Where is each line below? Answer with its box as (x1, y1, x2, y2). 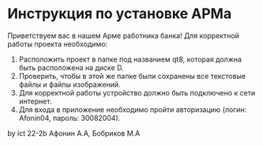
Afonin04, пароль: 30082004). (18, 113, 121, 122)
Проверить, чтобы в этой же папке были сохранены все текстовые (18, 71, 246, 80)
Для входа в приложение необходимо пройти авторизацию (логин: (18, 104, 247, 114)
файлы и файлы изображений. (18, 80, 121, 89)
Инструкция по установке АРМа (7, 5, 232, 23)
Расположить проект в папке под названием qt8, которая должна (18, 54, 242, 64)
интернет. (18, 96, 52, 106)
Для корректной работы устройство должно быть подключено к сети (18, 88, 256, 97)
